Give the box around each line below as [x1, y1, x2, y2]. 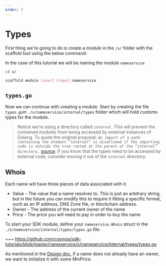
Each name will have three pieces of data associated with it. [5, 181, 127, 187]
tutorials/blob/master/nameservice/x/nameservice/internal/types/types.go [5, 241, 157, 247]
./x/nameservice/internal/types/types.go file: [5, 226, 101, 232]
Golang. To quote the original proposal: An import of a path [17, 134, 140, 140]
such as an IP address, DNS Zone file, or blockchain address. [12, 201, 137, 207]
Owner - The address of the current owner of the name [12, 206, 125, 212]
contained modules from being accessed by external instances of [17, 129, 152, 135]
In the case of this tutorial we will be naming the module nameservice [5, 60, 145, 66]
